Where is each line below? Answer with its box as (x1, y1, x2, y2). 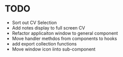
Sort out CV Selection (12, 19, 57, 25)
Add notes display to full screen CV (12, 24, 85, 30)
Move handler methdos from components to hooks (12, 35, 117, 41)
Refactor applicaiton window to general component (12, 30, 118, 36)
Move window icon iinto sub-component (12, 46, 96, 52)
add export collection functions (12, 40, 77, 46)
